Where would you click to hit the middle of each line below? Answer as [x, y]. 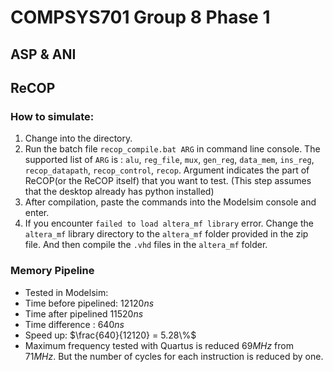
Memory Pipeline [52, 271]
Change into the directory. [78, 138]
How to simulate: [52, 116]
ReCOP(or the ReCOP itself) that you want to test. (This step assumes [168, 181]
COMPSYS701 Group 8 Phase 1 [140, 17]
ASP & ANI [43, 54]
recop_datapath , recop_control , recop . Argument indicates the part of [167, 170]
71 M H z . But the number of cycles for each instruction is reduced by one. [174, 356]
